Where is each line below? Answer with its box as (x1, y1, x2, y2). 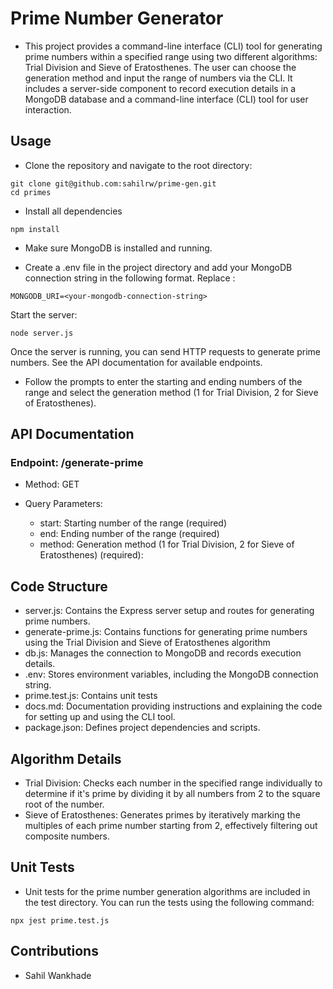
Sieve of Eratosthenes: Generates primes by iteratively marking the (24, 809, 301, 821)
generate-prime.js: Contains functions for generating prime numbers (24, 626, 308, 638)
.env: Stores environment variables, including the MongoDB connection (24, 668, 319, 681)
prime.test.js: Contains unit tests (24, 690, 158, 702)
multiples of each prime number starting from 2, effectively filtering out (24, 820, 318, 832)
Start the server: (10, 308, 78, 321)
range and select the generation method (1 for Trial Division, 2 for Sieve (24, 386, 319, 398)
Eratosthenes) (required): (39, 549, 144, 561)
